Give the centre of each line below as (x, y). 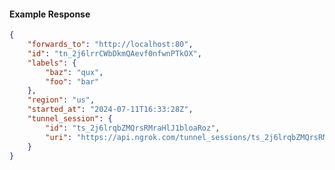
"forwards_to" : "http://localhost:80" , (110, 45)
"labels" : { (52, 63)
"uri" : (59, 137)
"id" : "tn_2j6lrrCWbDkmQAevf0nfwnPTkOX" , (114, 53)
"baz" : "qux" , (74, 72)
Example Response (50, 14)
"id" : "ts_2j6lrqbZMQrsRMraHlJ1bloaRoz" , (133, 128)
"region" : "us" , (61, 100)
